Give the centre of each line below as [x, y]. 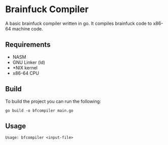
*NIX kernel [25, 67]
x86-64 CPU [26, 73]
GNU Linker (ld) [29, 62]
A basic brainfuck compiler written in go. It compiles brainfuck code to [79, 23]
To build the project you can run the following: [53, 101]
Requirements [28, 45]
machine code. [27, 28]
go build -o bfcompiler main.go [39, 111]
